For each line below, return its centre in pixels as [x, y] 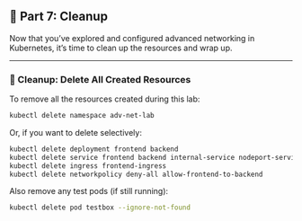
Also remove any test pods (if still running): [89, 191]
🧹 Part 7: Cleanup [58, 17]
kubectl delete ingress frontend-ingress [88, 166]
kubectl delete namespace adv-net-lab [82, 116]
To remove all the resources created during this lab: [105, 99]
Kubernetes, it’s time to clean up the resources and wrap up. [121, 48]
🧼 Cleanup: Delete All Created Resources [100, 79]
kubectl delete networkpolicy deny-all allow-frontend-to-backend [136, 174]
